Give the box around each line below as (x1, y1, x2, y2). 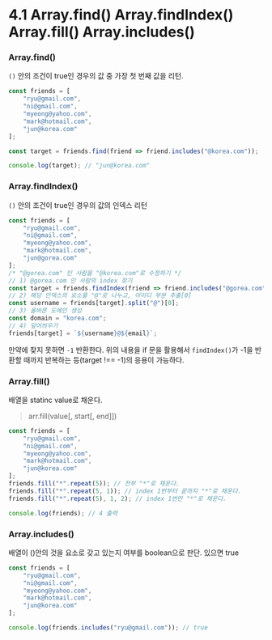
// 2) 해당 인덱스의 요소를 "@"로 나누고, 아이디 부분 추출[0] (8, 291, 192, 300)
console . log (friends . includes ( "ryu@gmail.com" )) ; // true (8, 624, 208, 632)
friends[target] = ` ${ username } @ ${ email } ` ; (8, 329, 158, 337)
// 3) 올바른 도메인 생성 (8, 307, 83, 315)
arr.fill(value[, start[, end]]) (28, 411, 117, 421)
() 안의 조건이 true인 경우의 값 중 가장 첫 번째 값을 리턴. (8, 71, 184, 81)
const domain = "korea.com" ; (8, 314, 107, 323)
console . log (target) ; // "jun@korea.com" (8, 162, 151, 170)
